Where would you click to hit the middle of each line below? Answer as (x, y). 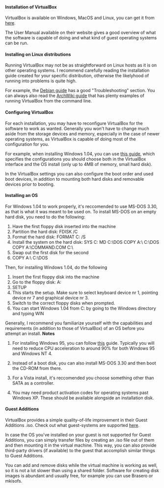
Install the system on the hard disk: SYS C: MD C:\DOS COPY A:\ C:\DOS (86, 242)
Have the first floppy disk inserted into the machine (64, 226)
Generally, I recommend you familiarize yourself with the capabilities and (79, 323)
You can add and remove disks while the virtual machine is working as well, (82, 465)
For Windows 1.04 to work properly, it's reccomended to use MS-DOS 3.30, (82, 206)
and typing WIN (28, 313)
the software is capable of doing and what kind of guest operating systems (81, 38)
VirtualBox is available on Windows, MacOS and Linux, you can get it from (80, 18)
